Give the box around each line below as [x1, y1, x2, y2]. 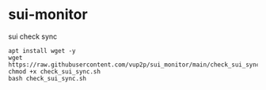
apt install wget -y [8, 47, 77, 54]
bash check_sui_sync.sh [8, 74, 87, 82]
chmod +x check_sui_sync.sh [8, 67, 101, 76]
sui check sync [8, 32, 58, 41]
